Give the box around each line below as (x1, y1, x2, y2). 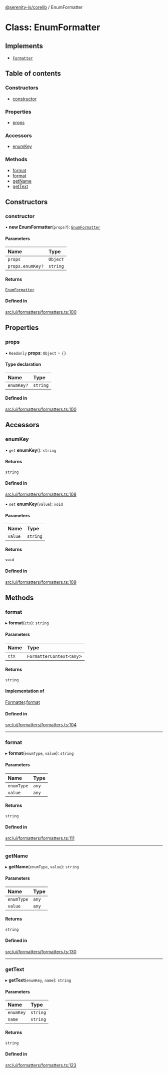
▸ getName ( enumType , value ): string (5, 864, 79, 870)
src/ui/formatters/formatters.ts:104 (5, 722, 76, 728)
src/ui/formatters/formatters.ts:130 (5, 948, 76, 954)
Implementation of (5, 688, 44, 694)
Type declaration (5, 361, 41, 367)
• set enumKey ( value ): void (5, 501, 63, 507)
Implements (5, 42, 43, 50)
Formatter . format (5, 699, 40, 705)
